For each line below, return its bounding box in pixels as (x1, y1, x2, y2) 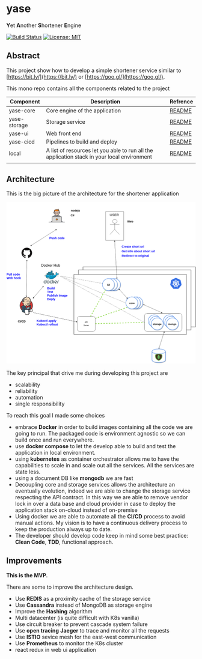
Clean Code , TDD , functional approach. (14, 538, 114, 545)
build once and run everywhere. (14, 436, 94, 443)
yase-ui (8, 130, 29, 137)
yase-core (8, 107, 35, 114)
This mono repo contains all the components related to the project (6, 85, 170, 92)
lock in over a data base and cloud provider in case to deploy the (14, 500, 176, 507)
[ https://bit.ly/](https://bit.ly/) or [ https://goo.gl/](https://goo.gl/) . (6, 73, 165, 80)
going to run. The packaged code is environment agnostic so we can (14, 430, 186, 437)
